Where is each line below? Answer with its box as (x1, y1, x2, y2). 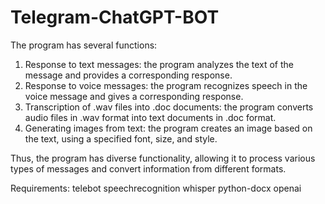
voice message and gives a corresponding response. (24, 90, 244, 102)
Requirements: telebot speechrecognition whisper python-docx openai (10, 182, 302, 194)
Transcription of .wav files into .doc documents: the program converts (24, 101, 314, 113)
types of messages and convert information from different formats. (10, 162, 287, 175)
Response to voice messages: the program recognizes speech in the (24, 79, 308, 91)
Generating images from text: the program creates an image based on (24, 122, 313, 134)
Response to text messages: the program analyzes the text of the (24, 58, 294, 70)
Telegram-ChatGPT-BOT (10, 6, 220, 29)
